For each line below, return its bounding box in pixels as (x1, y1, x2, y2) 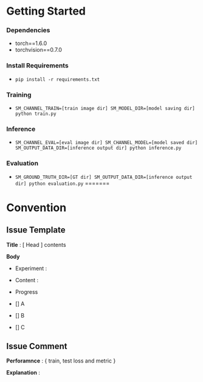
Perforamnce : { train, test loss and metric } (6, 357, 116, 364)
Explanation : (6, 369, 41, 377)
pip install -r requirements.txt (15, 76, 100, 83)
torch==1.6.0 (15, 40, 47, 47)
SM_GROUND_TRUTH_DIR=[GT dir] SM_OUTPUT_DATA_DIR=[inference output (15, 174, 193, 180)
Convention (6, 201, 67, 214)
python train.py (15, 111, 57, 117)
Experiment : (15, 265, 47, 272)
